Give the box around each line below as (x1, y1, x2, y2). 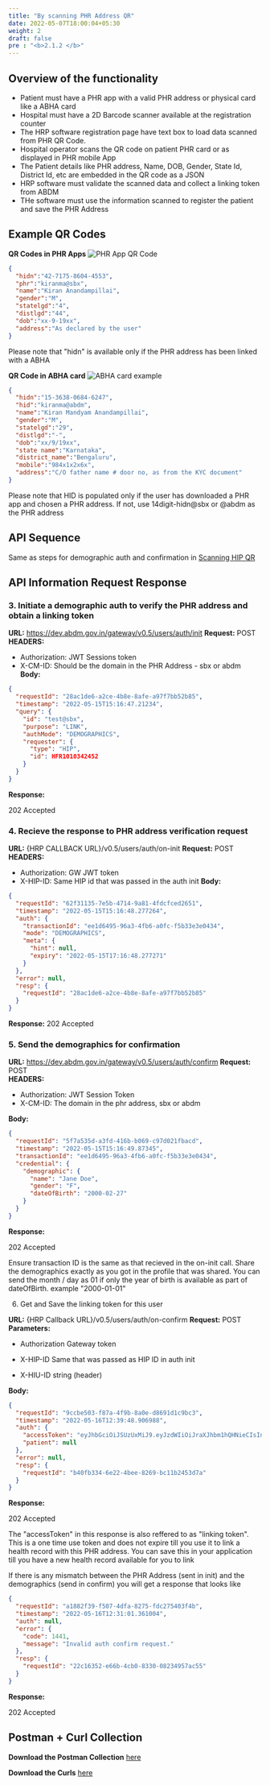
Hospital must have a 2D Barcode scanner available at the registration (19, 110, 252, 119)
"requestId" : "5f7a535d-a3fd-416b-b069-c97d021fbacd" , (15, 1137, 203, 1145)
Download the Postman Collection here (8, 1752, 141, 1762)
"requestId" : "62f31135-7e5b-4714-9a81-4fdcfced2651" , (15, 899, 203, 907)
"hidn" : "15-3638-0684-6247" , (15, 394, 113, 402)
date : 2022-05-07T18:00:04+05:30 (8, 19, 121, 27)
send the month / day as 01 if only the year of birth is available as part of (8, 1274, 247, 1285)
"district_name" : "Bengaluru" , (15, 453, 117, 462)
